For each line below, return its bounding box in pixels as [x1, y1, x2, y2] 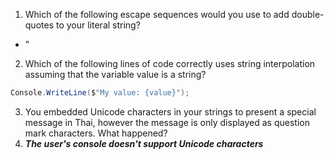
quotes [24, 19, 55, 31]
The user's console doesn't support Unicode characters [24, 137, 264, 149]
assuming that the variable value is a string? [24, 69, 207, 80]
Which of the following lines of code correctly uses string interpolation [24, 58, 316, 69]
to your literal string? [55, 19, 141, 31]
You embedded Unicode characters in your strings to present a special [24, 105, 317, 118]
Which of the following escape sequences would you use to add [24, 9, 290, 20]
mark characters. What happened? [24, 127, 168, 139]
